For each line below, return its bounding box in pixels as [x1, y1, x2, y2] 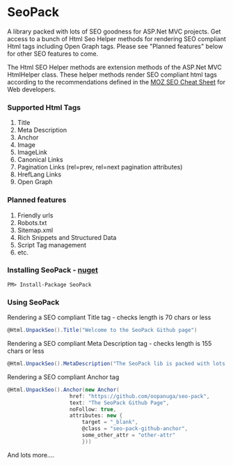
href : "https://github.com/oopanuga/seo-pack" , [69, 392, 210, 399]
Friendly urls [17, 211, 54, 220]
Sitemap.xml [17, 226, 54, 234]
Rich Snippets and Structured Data [17, 233, 117, 241]
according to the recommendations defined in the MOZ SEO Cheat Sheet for [7, 77, 226, 86]
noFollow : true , [69, 406, 117, 413]
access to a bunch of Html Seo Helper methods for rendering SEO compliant [7, 34, 226, 43]
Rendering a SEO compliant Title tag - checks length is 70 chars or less [7, 313, 211, 321]
